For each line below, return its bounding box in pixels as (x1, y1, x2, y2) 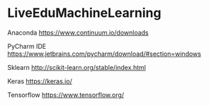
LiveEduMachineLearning (7, 5, 162, 21)
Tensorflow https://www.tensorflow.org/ (7, 90, 125, 99)
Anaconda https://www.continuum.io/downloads (7, 28, 149, 37)
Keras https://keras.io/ (7, 76, 72, 86)
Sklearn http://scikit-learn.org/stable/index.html (7, 63, 147, 71)
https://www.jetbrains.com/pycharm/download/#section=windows (7, 49, 202, 58)
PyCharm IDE (7, 42, 47, 50)
